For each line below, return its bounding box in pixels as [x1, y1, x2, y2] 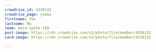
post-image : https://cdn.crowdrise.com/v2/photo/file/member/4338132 [4, 30, 152, 35]
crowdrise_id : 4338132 [4, 7, 52, 12]
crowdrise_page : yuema [4, 12, 52, 17]
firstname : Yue [4, 16, 36, 21]
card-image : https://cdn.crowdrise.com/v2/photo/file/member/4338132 [4, 35, 152, 40]
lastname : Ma [4, 21, 32, 26]
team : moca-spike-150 [4, 26, 50, 31]
